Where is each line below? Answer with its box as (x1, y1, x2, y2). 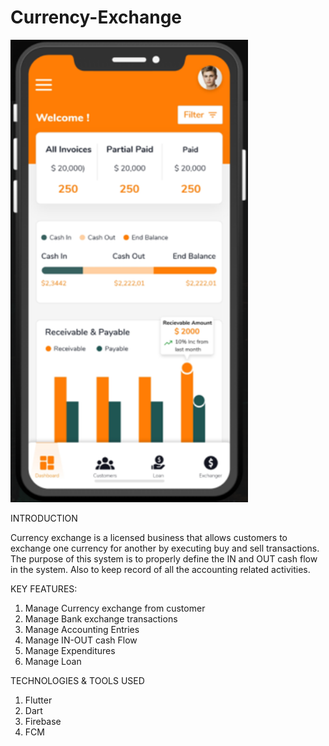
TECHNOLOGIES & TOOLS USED (10, 675, 145, 687)
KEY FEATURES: (10, 583, 78, 595)
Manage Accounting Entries (24, 624, 140, 636)
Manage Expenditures (24, 645, 116, 657)
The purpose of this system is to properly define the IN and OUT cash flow (10, 553, 318, 565)
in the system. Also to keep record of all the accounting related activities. (10, 564, 311, 576)
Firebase (24, 716, 62, 728)
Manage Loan (24, 656, 82, 668)
